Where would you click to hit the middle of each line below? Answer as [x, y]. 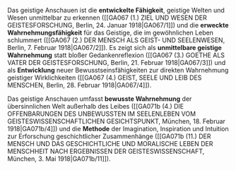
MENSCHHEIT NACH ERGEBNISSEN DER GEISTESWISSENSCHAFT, [106, 151]
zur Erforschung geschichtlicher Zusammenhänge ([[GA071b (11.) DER [109, 136]
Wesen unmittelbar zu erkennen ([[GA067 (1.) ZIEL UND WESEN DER [107, 18]
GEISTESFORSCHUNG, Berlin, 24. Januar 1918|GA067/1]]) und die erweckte [118, 25]
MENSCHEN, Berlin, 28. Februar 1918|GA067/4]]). [79, 85]
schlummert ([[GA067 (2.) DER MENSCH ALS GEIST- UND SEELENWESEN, [116, 40]
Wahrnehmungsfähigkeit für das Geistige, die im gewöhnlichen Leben [111, 32]
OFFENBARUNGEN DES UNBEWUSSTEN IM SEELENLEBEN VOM [102, 114]
